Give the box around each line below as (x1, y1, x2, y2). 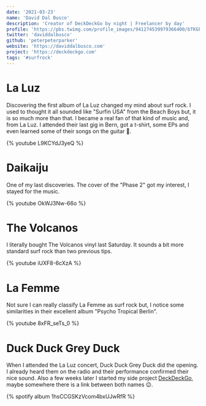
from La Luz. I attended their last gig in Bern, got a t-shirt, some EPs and (6, 121, 189, 128)
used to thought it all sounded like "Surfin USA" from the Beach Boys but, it (6, 108, 196, 115)
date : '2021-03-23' (6, 9, 56, 15)
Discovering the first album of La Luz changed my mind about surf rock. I (6, 101, 191, 109)
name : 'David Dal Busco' (6, 15, 70, 21)
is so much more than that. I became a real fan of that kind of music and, (6, 114, 190, 121)
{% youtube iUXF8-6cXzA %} (6, 259, 82, 267)
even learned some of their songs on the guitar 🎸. (6, 127, 132, 135)
